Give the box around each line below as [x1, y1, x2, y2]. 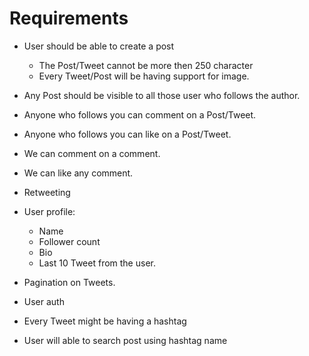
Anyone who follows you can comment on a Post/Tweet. [23, 108, 257, 121]
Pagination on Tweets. [23, 276, 116, 288]
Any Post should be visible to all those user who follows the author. [23, 89, 301, 101]
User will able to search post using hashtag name [23, 334, 228, 346]
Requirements [9, 7, 129, 30]
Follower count [38, 235, 101, 247]
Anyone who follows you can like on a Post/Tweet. [23, 128, 232, 140]
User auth [23, 295, 65, 307]
